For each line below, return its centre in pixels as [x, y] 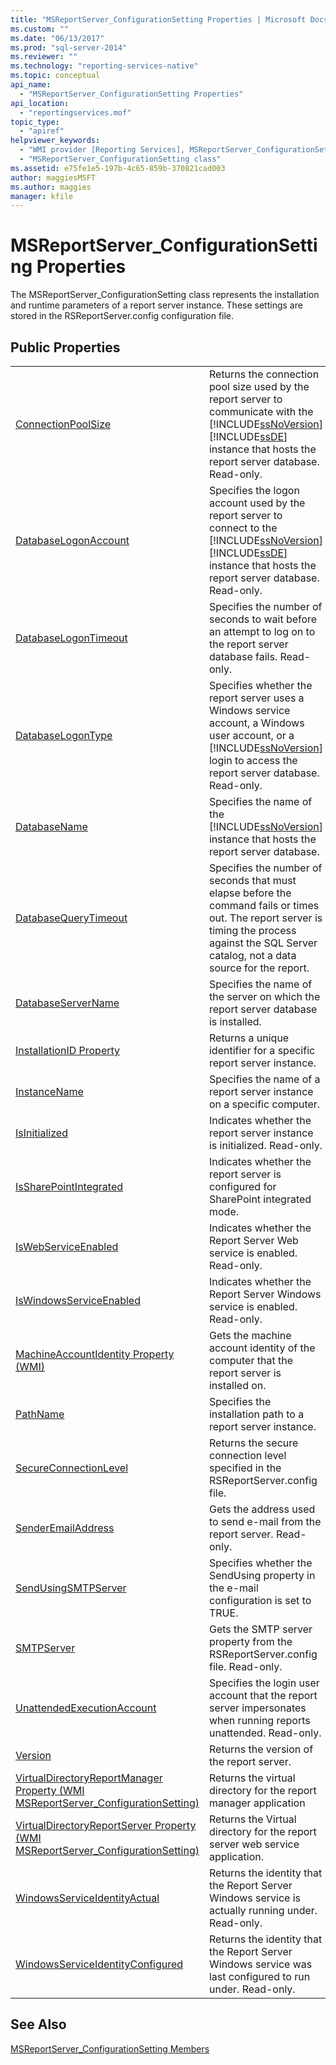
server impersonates [257, 1708]
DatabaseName [51, 826]
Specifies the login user [264, 1683]
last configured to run [259, 1976]
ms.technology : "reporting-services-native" [104, 66]
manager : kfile [42, 196]
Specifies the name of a [264, 1079]
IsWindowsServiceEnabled [78, 1300]
